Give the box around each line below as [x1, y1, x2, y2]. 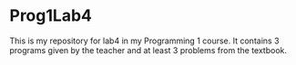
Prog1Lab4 [9, 5, 93, 26]
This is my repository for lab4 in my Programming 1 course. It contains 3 [9, 35, 280, 46]
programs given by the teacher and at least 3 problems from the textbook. [9, 44, 287, 55]
